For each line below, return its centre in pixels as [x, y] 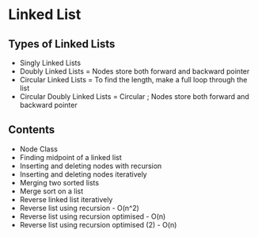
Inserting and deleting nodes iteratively [83, 174]
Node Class [38, 149]
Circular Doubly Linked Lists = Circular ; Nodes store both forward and [134, 96]
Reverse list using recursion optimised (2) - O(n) [98, 224]
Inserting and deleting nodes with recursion [91, 166]
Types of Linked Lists [62, 44]
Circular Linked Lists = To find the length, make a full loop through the [133, 80]
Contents [32, 130]
